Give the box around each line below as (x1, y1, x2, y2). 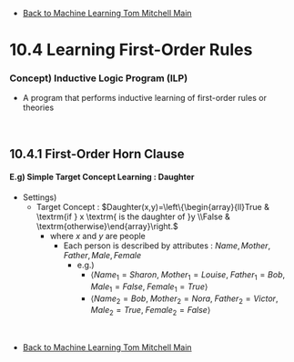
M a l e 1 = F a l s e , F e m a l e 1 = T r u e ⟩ (90, 281, 208, 294)
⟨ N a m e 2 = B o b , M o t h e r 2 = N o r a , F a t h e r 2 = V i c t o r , (90, 293, 279, 306)
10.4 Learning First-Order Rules (9, 40, 253, 60)
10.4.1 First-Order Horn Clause (9, 146, 185, 162)
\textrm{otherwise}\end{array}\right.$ (35, 221, 179, 232)
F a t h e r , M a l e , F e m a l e (63, 250, 142, 261)
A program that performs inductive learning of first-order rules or (22, 93, 267, 104)
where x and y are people (49, 231, 146, 242)
